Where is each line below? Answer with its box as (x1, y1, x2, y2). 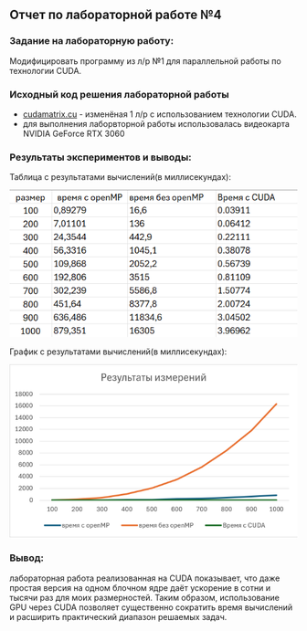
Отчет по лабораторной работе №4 (9, 7, 222, 23)
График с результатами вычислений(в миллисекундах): (9, 346, 228, 357)
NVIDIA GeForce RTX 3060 (22, 128, 125, 139)
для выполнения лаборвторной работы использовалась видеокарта (22, 118, 291, 129)
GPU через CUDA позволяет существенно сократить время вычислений (9, 602, 293, 613)
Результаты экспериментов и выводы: (9, 151, 192, 163)
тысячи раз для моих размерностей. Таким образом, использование (9, 592, 281, 603)
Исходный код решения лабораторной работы (9, 88, 230, 100)
